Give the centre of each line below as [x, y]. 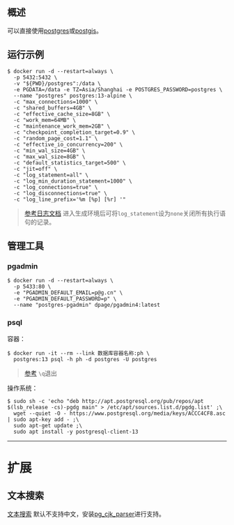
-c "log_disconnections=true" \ [61, 193]
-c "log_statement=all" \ [51, 175]
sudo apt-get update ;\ [48, 425]
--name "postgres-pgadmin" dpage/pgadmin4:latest [87, 305]
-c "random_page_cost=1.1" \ [56, 138]
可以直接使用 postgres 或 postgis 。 [55, 31]
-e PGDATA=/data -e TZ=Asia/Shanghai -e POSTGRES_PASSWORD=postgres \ [118, 89]
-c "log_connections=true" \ [56, 187]
